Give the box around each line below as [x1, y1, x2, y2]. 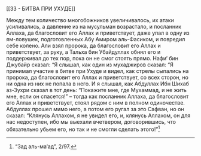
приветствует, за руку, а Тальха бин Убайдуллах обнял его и [6, 48, 161, 56]
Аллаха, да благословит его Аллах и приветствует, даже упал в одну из [6, 29, 190, 36]
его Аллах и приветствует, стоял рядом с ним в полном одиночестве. [6, 99, 185, 106]
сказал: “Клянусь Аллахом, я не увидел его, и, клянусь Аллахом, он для [6, 112, 191, 119]
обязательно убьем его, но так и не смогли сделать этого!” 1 [6, 125, 160, 133]
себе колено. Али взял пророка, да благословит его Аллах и [6, 42, 161, 49]
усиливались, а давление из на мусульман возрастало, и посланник [6, 23, 181, 30]
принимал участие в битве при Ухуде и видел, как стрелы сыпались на [6, 68, 189, 74]
